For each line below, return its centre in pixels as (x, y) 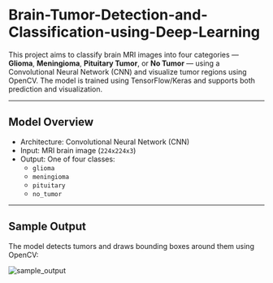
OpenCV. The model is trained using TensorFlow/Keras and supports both (132, 80)
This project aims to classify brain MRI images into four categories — (124, 54)
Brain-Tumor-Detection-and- (108, 15)
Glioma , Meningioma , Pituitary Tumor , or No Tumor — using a (114, 63)
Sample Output (48, 227)
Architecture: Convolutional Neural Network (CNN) (105, 141)
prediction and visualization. (56, 89)
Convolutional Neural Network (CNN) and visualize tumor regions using (128, 71)
